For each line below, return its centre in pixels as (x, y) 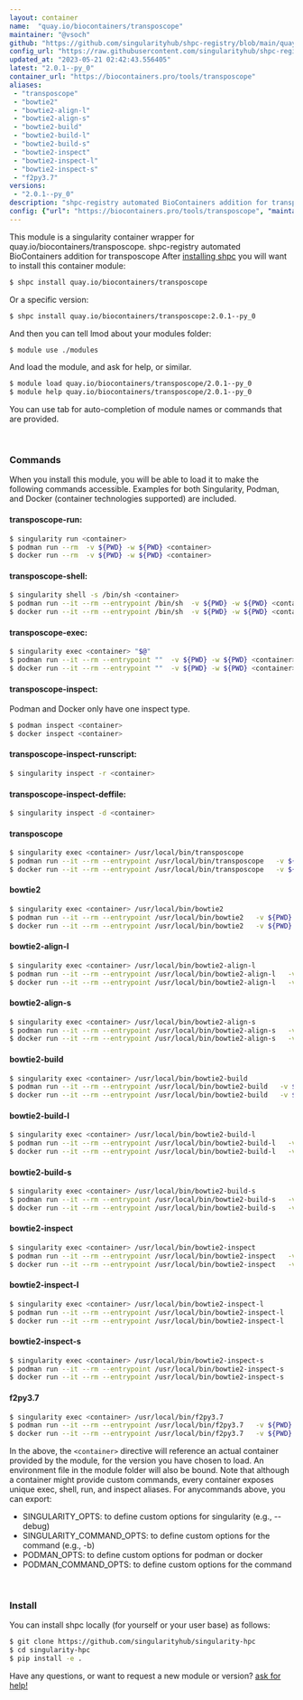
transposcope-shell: (49, 576)
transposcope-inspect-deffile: (68, 794)
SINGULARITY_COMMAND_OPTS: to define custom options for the (146, 1536)
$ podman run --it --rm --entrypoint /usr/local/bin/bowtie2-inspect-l (147, 1312)
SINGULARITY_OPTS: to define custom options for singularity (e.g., (147, 1516)
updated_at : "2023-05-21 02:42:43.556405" (90, 60)
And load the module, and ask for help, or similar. (101, 367)
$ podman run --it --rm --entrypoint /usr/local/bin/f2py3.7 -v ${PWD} (151, 1425)
